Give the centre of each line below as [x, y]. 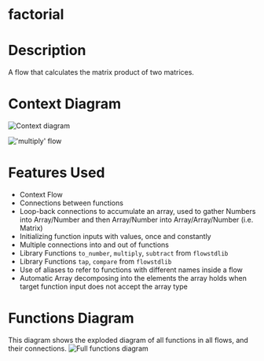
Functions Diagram [71, 318]
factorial [36, 15]
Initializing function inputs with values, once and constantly [115, 236]
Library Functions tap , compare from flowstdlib [95, 262]
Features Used [57, 173]
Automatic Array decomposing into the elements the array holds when [133, 278]
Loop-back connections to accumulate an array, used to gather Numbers [137, 211]
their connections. [37, 348]
